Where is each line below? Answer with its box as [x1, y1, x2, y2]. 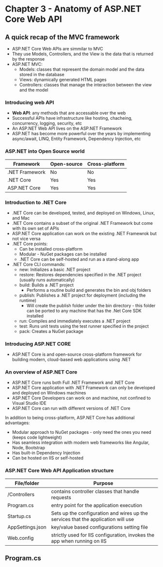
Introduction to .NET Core [5, 199, 67, 205]
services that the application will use [50, 516, 134, 522]
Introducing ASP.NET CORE [5, 340, 71, 347]
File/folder [14, 480, 40, 487]
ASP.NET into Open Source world [5, 148, 85, 155]
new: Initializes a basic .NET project [19, 267, 91, 272]
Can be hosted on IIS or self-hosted [12, 455, 83, 461]
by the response [12, 56, 45, 62]
